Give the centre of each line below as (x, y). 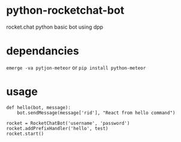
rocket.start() (25, 134)
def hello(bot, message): (38, 107)
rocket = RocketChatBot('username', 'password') (68, 123)
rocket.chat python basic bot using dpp (55, 27)
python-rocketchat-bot (65, 10)
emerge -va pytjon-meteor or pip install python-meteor (76, 67)
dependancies (43, 51)
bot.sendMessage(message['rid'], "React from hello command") (96, 113)
